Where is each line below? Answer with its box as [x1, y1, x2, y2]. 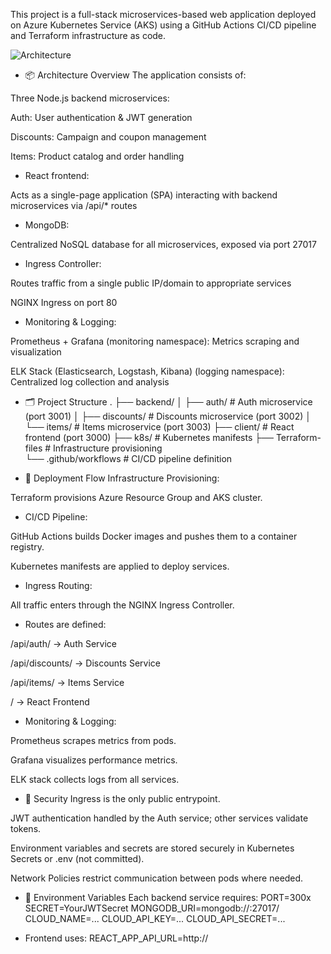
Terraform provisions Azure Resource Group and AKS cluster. [10, 492, 263, 503]
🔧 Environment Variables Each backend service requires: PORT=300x [24, 892, 312, 903]
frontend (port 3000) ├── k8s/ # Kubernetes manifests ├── [24, 432, 274, 443]
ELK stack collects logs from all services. [10, 774, 180, 785]
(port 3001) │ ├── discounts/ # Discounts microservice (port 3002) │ [24, 410, 312, 422]
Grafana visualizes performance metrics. [10, 754, 178, 766]
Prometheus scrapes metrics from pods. [10, 735, 177, 746]
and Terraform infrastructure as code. [10, 30, 167, 41]
